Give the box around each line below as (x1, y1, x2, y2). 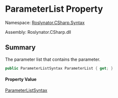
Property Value (5, 76, 37, 82)
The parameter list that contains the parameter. (5, 56, 101, 62)
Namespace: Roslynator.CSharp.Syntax (5, 20, 85, 25)
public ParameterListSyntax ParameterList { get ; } (5, 66, 113, 71)
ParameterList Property (5, 3, 103, 15)
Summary (5, 43, 36, 52)
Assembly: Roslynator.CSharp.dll (5, 29, 71, 35)
